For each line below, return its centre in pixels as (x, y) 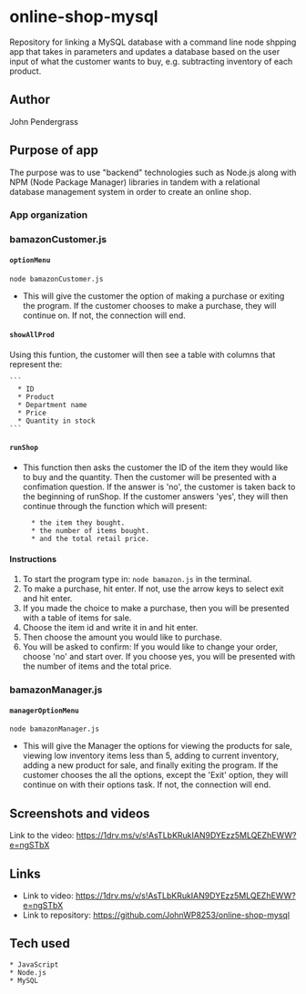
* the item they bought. (78, 523)
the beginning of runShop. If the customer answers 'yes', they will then (155, 497)
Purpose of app (54, 151)
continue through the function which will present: (115, 507)
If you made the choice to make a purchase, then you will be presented (156, 609)
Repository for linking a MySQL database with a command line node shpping (153, 42)
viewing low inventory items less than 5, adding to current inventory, (151, 756)
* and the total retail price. (91, 539)
